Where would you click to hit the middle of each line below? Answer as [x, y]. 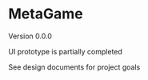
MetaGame [46, 14]
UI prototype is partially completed [65, 51]
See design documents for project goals [74, 67]
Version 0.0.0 [30, 36]
